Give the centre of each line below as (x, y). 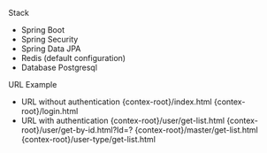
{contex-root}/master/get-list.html (196, 130)
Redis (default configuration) (73, 58)
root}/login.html (50, 111)
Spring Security (50, 39)
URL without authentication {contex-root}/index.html (117, 102)
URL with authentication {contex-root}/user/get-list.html (123, 120)
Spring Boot (43, 30)
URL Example (33, 84)
